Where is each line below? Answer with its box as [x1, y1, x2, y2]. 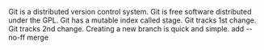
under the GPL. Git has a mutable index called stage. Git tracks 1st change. [8, 15, 257, 25]
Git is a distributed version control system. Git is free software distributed [8, 7, 252, 16]
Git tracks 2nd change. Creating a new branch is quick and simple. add [8, 24, 245, 33]
